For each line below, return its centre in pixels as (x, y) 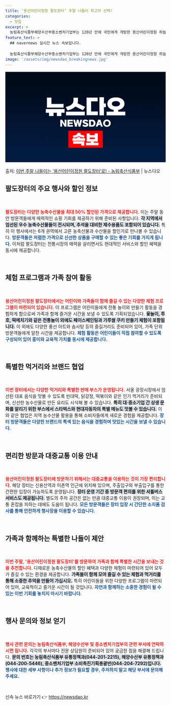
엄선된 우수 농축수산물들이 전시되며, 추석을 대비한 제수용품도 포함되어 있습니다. (83, 224)
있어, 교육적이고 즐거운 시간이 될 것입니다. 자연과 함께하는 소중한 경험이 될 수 (86, 587)
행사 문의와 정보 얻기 (35, 621)
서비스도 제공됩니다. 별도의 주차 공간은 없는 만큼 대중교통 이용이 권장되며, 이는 (83, 498)
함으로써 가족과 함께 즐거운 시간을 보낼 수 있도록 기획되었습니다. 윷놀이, (89, 314)
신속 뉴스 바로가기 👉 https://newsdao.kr (47, 697)
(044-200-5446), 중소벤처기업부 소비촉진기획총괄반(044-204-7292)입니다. (83, 663)
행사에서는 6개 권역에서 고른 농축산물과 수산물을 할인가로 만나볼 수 (82, 231)
